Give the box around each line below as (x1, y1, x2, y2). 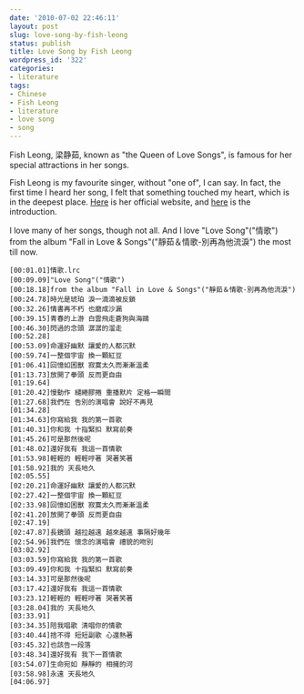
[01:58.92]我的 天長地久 (9, 464, 96, 473)
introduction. (9, 206, 57, 216)
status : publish (9, 38, 71, 48)
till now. (9, 246, 38, 257)
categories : (9, 65, 55, 74)
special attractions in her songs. (9, 160, 130, 170)
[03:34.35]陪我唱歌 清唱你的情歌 (9, 621, 123, 630)
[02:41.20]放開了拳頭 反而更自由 (9, 510, 123, 519)
